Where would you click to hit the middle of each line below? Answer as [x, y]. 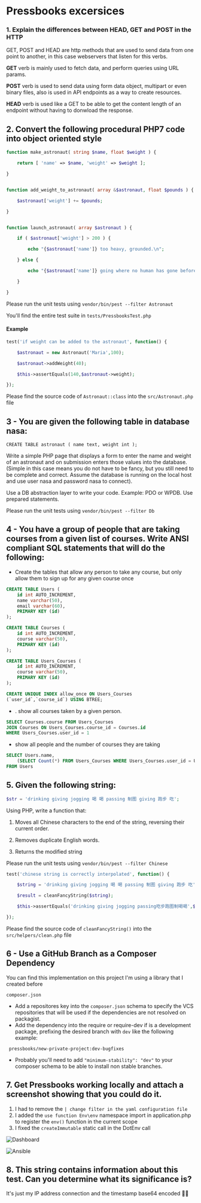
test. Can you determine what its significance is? [99, 1179]
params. [16, 74]
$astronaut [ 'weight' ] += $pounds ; [60, 201]
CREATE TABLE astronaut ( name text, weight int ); [72, 445]
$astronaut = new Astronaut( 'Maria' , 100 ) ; [71, 352]
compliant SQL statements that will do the [86, 548]
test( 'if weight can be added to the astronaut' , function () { [87, 342]
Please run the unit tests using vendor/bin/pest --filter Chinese [87, 863]
